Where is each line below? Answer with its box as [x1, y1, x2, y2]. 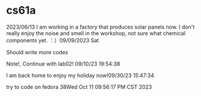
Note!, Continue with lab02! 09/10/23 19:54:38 [6, 60, 121, 67]
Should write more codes [6, 48, 68, 55]
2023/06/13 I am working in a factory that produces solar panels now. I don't [6, 23, 195, 30]
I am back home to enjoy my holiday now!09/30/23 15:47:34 [6, 72, 154, 79]
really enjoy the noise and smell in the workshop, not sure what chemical [6, 29, 185, 36]
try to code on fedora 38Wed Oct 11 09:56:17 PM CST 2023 [6, 83, 153, 90]
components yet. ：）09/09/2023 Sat [6, 36, 99, 44]
